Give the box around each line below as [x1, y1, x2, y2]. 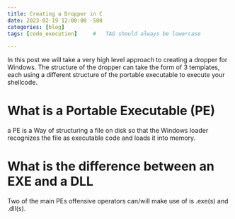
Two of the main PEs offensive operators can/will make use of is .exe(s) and [7, 197, 229, 206]
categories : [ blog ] [7, 23, 65, 30]
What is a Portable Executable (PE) [7, 103, 216, 119]
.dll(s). [7, 204, 26, 213]
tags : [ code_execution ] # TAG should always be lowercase [7, 30, 201, 37]
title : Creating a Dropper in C [7, 10, 103, 18]
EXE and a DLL [7, 174, 94, 189]
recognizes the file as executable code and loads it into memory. [7, 134, 196, 142]
